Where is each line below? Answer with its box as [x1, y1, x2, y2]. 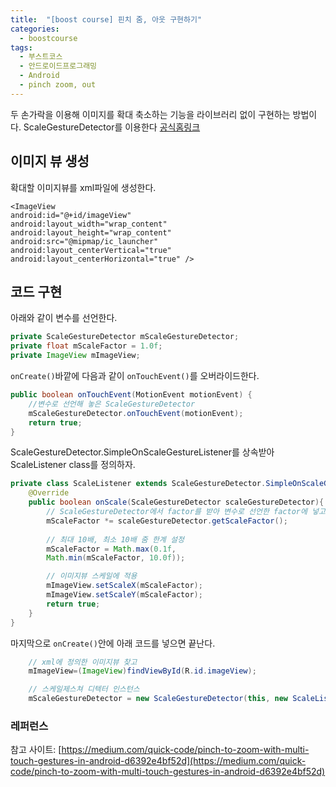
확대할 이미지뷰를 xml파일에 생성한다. [10, 181, 157, 193]
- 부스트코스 [19, 52, 63, 62]
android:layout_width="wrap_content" [10, 219, 168, 229]
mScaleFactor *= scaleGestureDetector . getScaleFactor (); [46, 516, 288, 526]
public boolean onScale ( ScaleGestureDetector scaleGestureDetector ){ [28, 497, 325, 508]
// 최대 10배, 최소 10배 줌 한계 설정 [46, 534, 185, 545]
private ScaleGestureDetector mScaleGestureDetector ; [10, 332, 240, 342]
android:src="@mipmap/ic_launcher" [10, 236, 159, 246]
